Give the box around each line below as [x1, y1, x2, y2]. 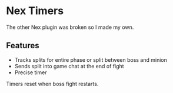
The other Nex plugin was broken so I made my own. [6, 24, 134, 31]
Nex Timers [6, 4, 64, 18]
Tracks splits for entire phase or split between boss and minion [14, 56, 168, 63]
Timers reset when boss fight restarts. [6, 80, 99, 87]
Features [6, 41, 39, 51]
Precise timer [14, 69, 47, 76]
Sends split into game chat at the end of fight [14, 62, 125, 69]
